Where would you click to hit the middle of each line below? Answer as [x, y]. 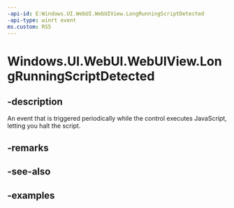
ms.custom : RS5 [29, 27]
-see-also [29, 172]
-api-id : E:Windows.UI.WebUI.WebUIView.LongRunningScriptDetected [106, 14]
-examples [31, 195]
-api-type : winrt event [42, 20]
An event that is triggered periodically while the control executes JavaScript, [117, 119]
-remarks [28, 148]
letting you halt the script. [44, 126]
